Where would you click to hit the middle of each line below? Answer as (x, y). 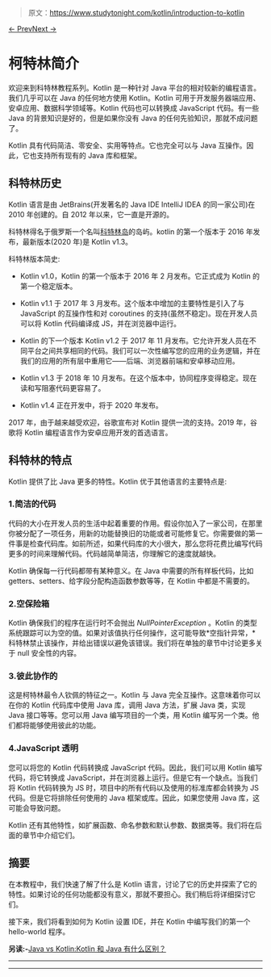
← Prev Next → (33, 29)
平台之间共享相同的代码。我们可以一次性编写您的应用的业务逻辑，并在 (144, 350)
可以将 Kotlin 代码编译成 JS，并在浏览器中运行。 (100, 323)
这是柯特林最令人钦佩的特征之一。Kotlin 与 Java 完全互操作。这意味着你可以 (134, 695)
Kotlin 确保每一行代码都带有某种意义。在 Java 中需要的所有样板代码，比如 (131, 570)
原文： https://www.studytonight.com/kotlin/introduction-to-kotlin (136, 13)
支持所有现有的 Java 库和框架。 (89, 155)
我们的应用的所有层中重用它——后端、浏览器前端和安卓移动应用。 (129, 361)
